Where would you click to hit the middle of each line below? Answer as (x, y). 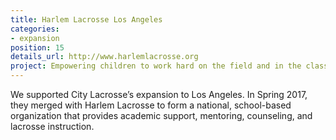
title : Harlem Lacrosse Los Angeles (86, 19)
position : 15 (37, 47)
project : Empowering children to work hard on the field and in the (156, 66)
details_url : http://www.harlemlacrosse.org (104, 57)
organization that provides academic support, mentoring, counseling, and (161, 115)
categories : (35, 29)
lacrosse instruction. (52, 126)
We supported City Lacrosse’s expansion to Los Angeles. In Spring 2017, (159, 94)
